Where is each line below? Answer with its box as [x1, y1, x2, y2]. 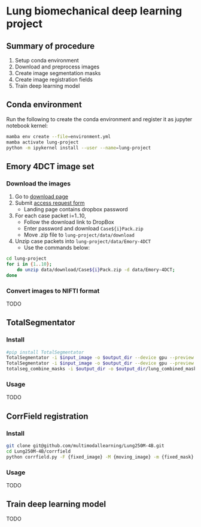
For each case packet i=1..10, [14, 212, 86, 220]
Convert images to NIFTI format [6, 286, 100, 295]
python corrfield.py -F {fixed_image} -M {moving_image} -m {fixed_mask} [6, 454, 194, 460]
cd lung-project [6, 256, 47, 262]
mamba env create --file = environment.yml [6, 133, 111, 139]
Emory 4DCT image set [6, 161, 95, 172]
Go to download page [14, 193, 69, 200]
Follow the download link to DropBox [23, 218, 115, 226]
